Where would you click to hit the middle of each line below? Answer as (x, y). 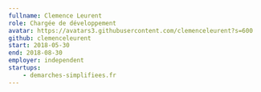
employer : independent (46, 61)
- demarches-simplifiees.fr (69, 75)
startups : (25, 68)
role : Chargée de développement (62, 23)
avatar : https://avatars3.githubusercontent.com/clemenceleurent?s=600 (130, 30)
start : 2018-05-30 (39, 46)
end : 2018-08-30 (35, 53)
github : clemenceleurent (50, 38)
